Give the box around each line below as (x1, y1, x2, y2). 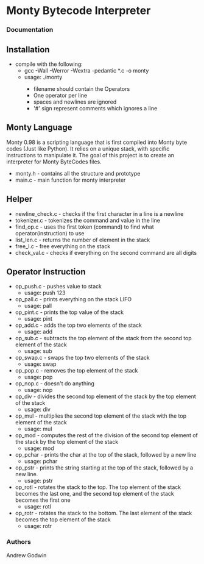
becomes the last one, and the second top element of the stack (15, 490, 175, 498)
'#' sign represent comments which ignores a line (33, 104, 158, 112)
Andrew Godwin (6, 551, 47, 559)
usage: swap (24, 360, 57, 368)
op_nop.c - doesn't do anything (15, 380, 94, 387)
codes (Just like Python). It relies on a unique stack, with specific (6, 145, 170, 152)
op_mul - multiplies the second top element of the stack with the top (15, 412, 187, 419)
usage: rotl (24, 503, 52, 510)
